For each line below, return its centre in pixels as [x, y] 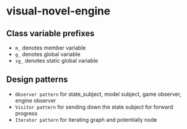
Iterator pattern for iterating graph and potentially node [86, 119]
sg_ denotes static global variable [56, 61]
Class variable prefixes [50, 33]
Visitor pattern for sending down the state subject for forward [94, 107]
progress [26, 113]
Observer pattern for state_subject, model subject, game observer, [98, 94]
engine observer [35, 100]
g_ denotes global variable [48, 54]
